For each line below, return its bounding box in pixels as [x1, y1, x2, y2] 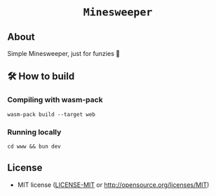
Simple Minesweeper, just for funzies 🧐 [7, 50, 121, 57]
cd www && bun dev [7, 143, 61, 150]
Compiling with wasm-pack [7, 95, 103, 105]
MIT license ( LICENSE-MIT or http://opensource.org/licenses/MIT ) [17, 181, 210, 189]
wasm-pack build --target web [7, 111, 96, 118]
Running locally [7, 127, 62, 136]
